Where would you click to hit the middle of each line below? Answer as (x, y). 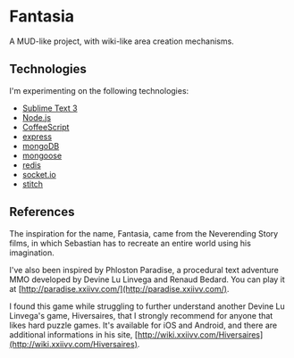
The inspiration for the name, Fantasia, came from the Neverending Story (144, 233)
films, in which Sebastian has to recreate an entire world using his (130, 243)
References (42, 212)
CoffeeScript (46, 127)
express (37, 137)
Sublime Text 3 (50, 108)
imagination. (32, 253)
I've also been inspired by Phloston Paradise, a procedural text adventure (144, 270)
